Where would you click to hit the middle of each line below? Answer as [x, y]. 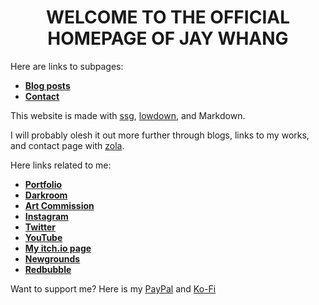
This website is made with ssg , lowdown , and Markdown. [128, 115]
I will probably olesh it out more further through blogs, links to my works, [160, 135]
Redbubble [48, 269]
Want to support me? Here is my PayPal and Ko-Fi [113, 288]
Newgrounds [52, 258]
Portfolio [43, 184]
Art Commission [59, 205]
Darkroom [46, 195]
